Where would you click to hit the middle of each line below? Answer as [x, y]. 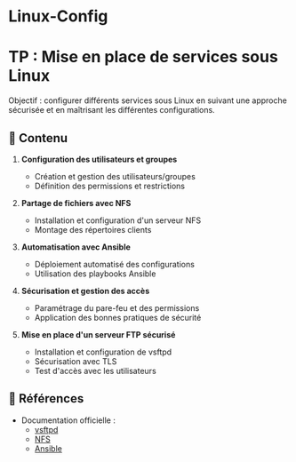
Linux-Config [58, 16]
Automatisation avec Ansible [76, 247]
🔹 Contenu [38, 138]
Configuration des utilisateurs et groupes [99, 159]
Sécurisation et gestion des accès [85, 291]
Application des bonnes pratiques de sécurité [118, 317]
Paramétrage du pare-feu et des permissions [117, 307]
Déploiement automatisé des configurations [114, 264]
